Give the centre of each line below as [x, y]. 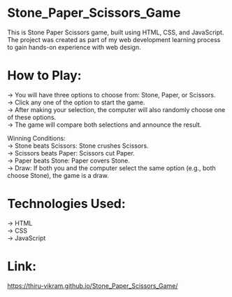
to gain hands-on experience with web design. [74, 47]
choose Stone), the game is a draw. [58, 175]
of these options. [32, 117]
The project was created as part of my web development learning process [114, 39]
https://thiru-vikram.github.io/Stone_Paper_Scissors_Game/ [93, 286]
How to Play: [44, 76]
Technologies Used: [66, 204]
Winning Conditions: [36, 138]
